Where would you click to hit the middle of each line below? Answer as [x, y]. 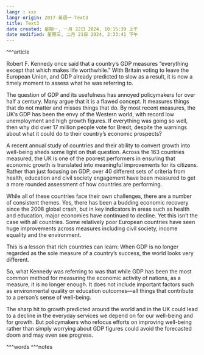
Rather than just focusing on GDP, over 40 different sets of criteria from [96, 172]
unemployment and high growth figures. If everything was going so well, [97, 121]
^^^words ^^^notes [30, 347]
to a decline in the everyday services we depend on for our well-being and [100, 316]
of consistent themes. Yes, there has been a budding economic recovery [97, 203]
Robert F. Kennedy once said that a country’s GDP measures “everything [97, 64]
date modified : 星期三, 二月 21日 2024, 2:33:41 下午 [72, 35]
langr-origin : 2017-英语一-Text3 [47, 18]
